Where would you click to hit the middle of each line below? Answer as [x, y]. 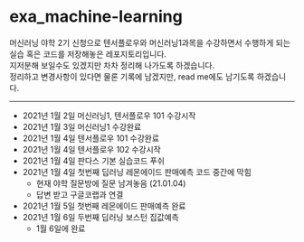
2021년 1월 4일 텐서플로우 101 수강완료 [91, 138]
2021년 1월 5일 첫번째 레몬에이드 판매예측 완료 [104, 206]
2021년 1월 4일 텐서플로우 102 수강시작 [91, 149]
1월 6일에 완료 [61, 228]
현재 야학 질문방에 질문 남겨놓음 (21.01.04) [111, 183]
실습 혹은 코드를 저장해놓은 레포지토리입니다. [88, 54]
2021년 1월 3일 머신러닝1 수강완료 [82, 126]
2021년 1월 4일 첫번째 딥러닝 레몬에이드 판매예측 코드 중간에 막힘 [137, 172]
